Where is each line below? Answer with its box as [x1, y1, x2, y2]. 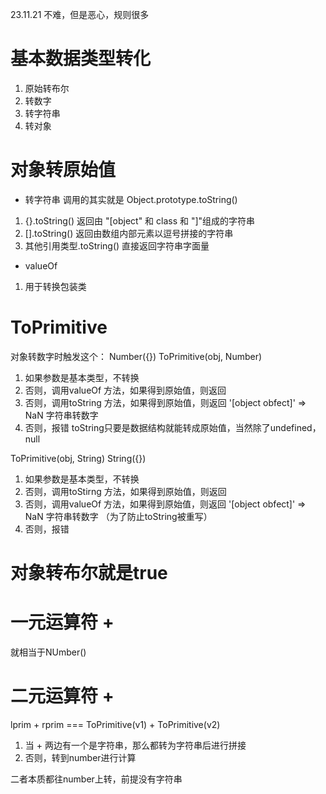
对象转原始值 [10, 159, 117, 182]
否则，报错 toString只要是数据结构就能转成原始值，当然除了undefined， [24, 421, 322, 433]
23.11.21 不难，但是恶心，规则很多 [10, 9, 150, 20]
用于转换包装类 [24, 280, 87, 292]
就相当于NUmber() [10, 646, 87, 658]
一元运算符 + [10, 611, 115, 634]
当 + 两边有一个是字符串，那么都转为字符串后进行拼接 [24, 739, 247, 751]
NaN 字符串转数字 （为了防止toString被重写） [24, 510, 213, 522]
